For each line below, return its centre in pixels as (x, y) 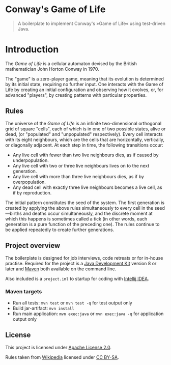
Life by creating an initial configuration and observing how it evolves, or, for (84, 90)
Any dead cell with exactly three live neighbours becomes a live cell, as (87, 187)
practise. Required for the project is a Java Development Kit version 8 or (81, 263)
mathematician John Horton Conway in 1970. (52, 69)
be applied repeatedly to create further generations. (60, 230)
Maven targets (24, 292)
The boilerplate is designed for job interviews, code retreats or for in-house (84, 258)
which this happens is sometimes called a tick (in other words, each (76, 219)
